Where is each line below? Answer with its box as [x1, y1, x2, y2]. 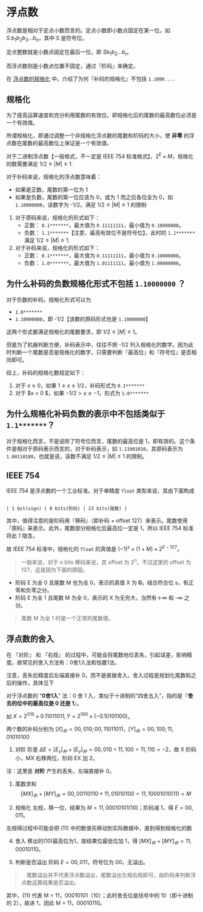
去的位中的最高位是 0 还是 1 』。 [6, 700, 83, 707]
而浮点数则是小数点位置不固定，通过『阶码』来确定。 [6, 62, 139, 70]
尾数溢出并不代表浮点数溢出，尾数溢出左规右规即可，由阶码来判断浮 [26, 871, 196, 879]
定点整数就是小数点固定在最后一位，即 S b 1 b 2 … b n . [6, 48, 130, 57]
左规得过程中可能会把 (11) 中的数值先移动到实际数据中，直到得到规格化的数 [6, 824, 192, 832]
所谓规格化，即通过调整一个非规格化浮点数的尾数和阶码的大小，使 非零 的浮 [6, 132, 195, 139]
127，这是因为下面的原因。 [21, 566, 88, 573]
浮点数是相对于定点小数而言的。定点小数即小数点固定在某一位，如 [6, 27, 170, 34]
